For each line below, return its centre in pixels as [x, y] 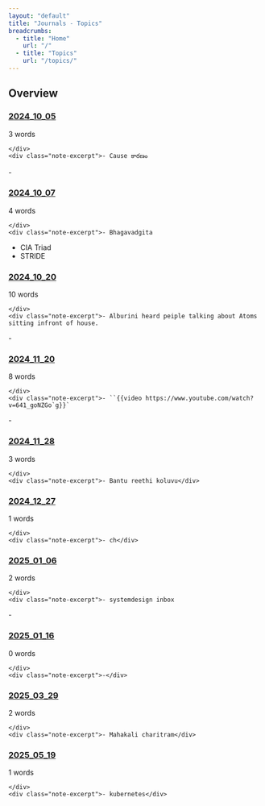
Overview [33, 93]
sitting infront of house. [54, 323]
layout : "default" [39, 16]
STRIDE [33, 256]
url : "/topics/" [50, 61]
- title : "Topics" [47, 53]
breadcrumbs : [30, 31]
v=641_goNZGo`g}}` [39, 405]
